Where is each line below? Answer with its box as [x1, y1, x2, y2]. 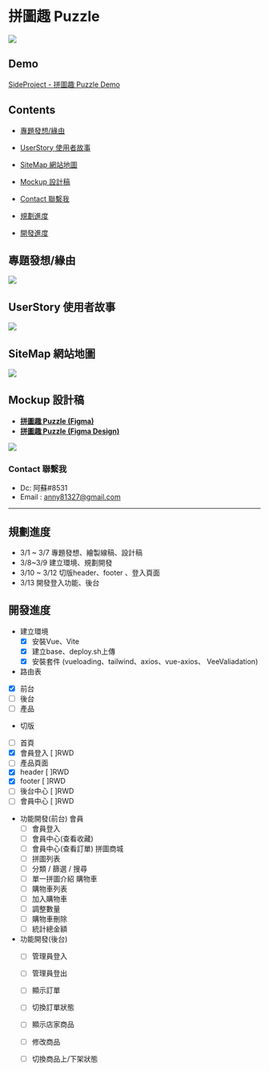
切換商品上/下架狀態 [31, 1053, 98, 1064]
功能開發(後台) [19, 935, 68, 944]
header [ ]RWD [19, 768, 70, 777]
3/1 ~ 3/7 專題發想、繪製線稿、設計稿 [19, 548, 143, 557]
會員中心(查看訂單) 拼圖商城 [31, 844, 124, 853]
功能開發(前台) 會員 [19, 813, 84, 823]
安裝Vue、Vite [31, 636, 80, 646]
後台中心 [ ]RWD [19, 786, 74, 796]
